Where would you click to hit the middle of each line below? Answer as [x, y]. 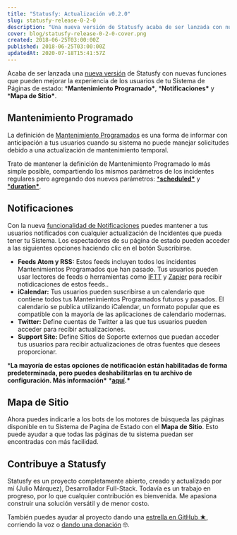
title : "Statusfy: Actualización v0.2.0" [69, 14]
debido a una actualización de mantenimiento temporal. [88, 150]
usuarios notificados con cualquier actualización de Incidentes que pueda [115, 233]
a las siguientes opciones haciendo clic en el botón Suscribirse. [100, 248]
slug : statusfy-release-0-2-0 [52, 20]
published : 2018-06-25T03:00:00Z [56, 47]
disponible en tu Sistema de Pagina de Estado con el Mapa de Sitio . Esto [113, 427]
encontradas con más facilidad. [53, 442]
